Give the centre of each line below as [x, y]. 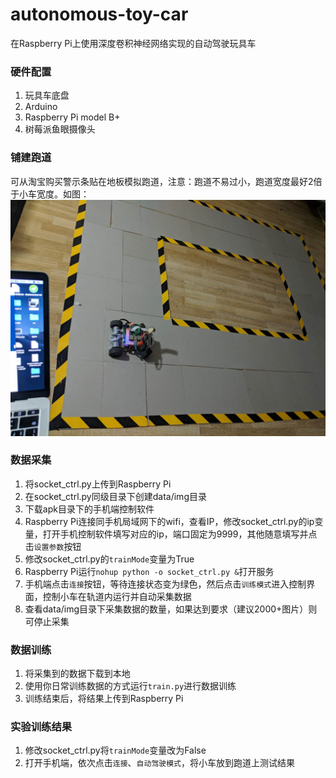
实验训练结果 [41, 727]
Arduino [41, 107]
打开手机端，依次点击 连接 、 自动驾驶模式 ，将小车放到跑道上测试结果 [159, 763]
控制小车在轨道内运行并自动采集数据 [117, 596]
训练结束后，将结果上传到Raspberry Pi [104, 699]
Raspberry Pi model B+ [72, 117]
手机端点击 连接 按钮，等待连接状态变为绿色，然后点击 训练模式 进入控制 [165, 584]
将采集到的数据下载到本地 [77, 674]
